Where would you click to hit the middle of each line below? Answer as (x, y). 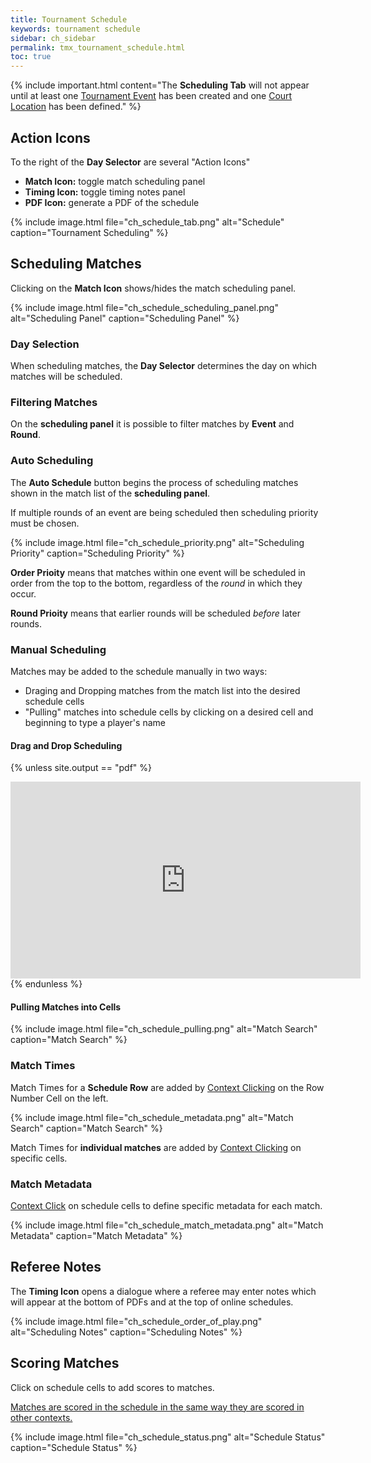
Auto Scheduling (52, 461)
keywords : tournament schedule (75, 29)
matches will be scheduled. (66, 377)
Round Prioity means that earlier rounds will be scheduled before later (155, 613)
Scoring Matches (65, 1363)
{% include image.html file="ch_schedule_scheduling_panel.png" (144, 307)
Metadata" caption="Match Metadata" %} (96, 1235)
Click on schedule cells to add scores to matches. (112, 1387)
